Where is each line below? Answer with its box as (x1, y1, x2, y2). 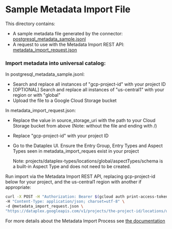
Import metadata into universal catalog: (5, 59, 106, 67)
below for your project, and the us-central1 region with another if (5, 179, 142, 185)
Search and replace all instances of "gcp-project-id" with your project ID (12, 81, 166, 88)
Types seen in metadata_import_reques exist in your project (12, 148, 139, 154)
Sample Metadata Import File (5, 4, 131, 15)
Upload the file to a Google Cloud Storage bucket (12, 97, 117, 103)
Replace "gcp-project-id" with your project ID (12, 133, 109, 139)
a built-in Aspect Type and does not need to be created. (12, 163, 132, 170)
